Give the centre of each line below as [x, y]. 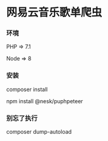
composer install [27, 89]
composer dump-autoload [39, 132]
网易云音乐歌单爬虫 [54, 13]
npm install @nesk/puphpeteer [45, 101]
